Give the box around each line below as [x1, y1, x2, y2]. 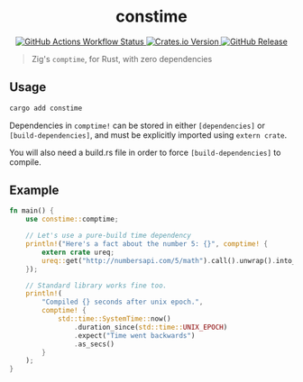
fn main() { [9, 206, 54, 215]
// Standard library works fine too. [25, 281, 168, 290]
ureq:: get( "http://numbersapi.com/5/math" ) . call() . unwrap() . [41, 256, 277, 265]
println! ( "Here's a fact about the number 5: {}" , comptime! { [25, 240, 269, 249]
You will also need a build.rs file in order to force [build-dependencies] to [9, 147, 281, 158]
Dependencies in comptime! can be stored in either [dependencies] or [9, 120, 266, 131]
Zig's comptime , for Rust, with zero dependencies [31, 53, 213, 64]
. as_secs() [73, 340, 115, 349]
